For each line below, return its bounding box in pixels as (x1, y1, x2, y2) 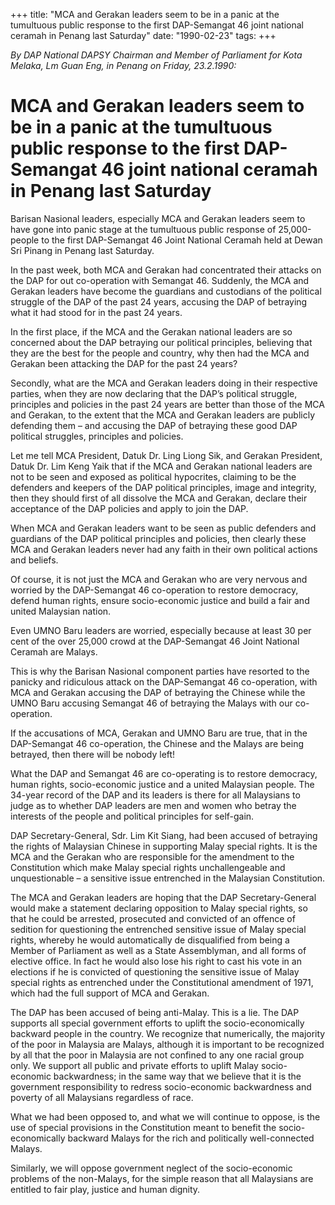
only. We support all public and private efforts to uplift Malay (10, 1059, 259, 1071)
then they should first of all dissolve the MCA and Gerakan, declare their (10, 492, 308, 504)
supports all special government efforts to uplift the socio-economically (10, 1017, 305, 1029)
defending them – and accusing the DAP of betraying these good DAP (10, 419, 298, 431)
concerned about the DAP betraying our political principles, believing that (10, 336, 313, 348)
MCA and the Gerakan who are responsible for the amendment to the (10, 850, 295, 863)
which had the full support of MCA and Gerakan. (10, 987, 210, 999)
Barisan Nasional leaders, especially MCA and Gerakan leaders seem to (10, 212, 306, 224)
